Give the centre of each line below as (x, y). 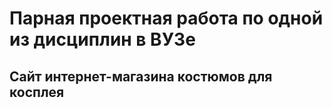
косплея (37, 92)
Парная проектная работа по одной (166, 18)
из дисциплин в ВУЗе (102, 39)
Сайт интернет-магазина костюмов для (141, 76)
